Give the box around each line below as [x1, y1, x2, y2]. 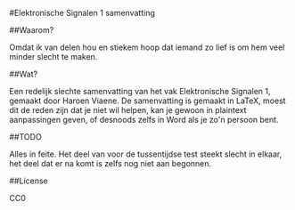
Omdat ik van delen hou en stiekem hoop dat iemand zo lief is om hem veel [9, 42, 285, 52]
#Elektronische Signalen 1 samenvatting [9, 8, 156, 18]
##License [9, 175, 49, 186]
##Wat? [9, 69, 38, 79]
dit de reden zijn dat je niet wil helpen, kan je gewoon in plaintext [9, 105, 247, 115]
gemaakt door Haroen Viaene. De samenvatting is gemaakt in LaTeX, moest [9, 95, 287, 106]
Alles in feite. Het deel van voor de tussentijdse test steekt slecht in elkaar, [9, 149, 283, 159]
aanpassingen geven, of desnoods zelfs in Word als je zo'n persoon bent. [9, 115, 279, 125]
